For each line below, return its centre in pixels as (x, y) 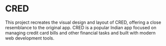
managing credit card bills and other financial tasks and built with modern (80, 33)
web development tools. (30, 38)
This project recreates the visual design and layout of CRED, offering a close (83, 22)
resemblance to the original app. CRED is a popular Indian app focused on (81, 27)
